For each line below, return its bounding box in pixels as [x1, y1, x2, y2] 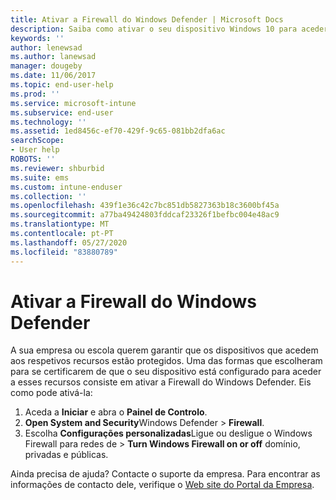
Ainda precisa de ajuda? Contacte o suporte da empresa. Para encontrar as [10, 468, 321, 480]
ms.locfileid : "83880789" [10, 247, 118, 257]
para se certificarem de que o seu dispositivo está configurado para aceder [10, 366, 322, 378]
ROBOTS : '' [10, 154, 56, 164]
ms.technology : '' [10, 117, 87, 127]
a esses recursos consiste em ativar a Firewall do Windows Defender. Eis [10, 376, 312, 388]
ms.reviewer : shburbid [10, 163, 105, 173]
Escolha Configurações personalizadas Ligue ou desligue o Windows [24, 427, 313, 440]
